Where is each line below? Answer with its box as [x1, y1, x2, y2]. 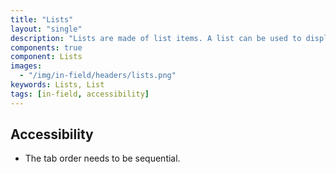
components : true [10, 42, 83, 53]
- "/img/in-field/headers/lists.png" [19, 71, 177, 81]
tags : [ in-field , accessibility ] [10, 89, 150, 99]
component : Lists [10, 52, 83, 62]
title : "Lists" [10, 14, 74, 25]
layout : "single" [10, 24, 83, 34]
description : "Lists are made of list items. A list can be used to [10, 33, 302, 43]
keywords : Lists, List [10, 80, 105, 90]
